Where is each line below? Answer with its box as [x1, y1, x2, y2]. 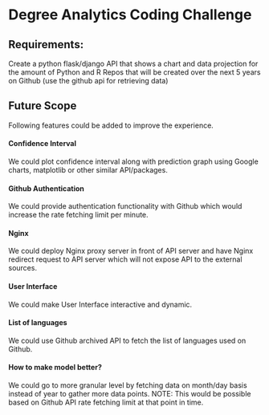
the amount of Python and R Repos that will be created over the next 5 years [8, 67, 261, 77]
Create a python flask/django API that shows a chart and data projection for [8, 59, 259, 68]
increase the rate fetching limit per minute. [8, 210, 149, 220]
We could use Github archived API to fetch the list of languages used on [8, 336, 247, 345]
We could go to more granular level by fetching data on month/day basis [8, 380, 247, 390]
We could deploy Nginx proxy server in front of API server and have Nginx [8, 246, 254, 256]
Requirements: [8, 38, 84, 51]
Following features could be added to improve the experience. [8, 120, 214, 130]
